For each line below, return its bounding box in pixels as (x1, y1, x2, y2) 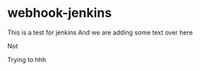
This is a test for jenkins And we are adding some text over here (7, 28, 193, 37)
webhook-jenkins (7, 5, 112, 21)
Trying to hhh (7, 55, 47, 64)
